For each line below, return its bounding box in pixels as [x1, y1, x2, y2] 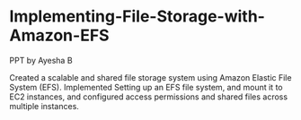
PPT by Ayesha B [9, 55, 74, 65]
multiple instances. [9, 100, 79, 111]
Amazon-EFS [9, 25, 110, 46]
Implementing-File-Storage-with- [9, 6, 265, 27]
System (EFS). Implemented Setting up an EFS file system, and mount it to [9, 81, 283, 92]
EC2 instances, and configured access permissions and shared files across [9, 91, 288, 102]
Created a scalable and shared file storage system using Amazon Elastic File [9, 72, 292, 82]
